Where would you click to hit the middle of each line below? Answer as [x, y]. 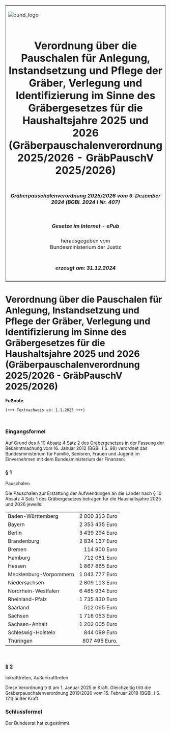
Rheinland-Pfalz [27, 599]
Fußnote [15, 400]
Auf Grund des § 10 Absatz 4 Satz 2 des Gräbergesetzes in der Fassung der [85, 443]
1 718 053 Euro [98, 616]
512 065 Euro [101, 608]
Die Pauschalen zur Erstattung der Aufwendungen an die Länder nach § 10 [83, 493]
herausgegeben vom [85, 241]
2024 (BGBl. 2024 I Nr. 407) [85, 202]
